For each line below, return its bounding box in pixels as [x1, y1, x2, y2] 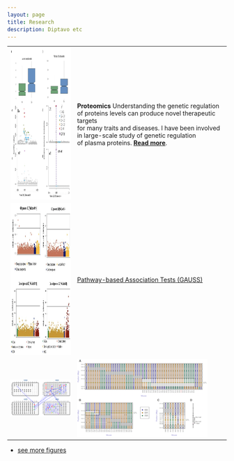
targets [77, 116, 97, 124]
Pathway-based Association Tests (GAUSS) [77, 275, 203, 284]
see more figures [17, 446, 67, 455]
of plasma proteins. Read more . [77, 138, 168, 147]
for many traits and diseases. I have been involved [77, 124, 221, 132]
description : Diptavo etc [7, 26, 82, 33]
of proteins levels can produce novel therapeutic [77, 108, 216, 118]
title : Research [7, 18, 54, 26]
